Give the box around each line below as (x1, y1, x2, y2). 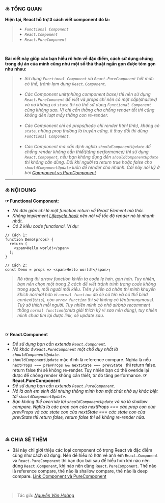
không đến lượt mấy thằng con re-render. (24, 112, 109, 118)
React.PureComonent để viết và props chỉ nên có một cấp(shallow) (24, 96, 157, 102)
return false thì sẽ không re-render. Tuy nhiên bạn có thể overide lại (12, 367, 149, 373)
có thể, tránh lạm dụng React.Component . (24, 81, 107, 87)
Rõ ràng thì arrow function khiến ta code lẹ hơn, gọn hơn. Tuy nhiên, (17, 276, 156, 282)
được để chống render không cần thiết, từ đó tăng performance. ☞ (12, 372, 147, 378)
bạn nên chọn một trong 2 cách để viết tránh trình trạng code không (17, 281, 156, 287)
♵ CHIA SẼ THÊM (5, 436, 48, 443)
